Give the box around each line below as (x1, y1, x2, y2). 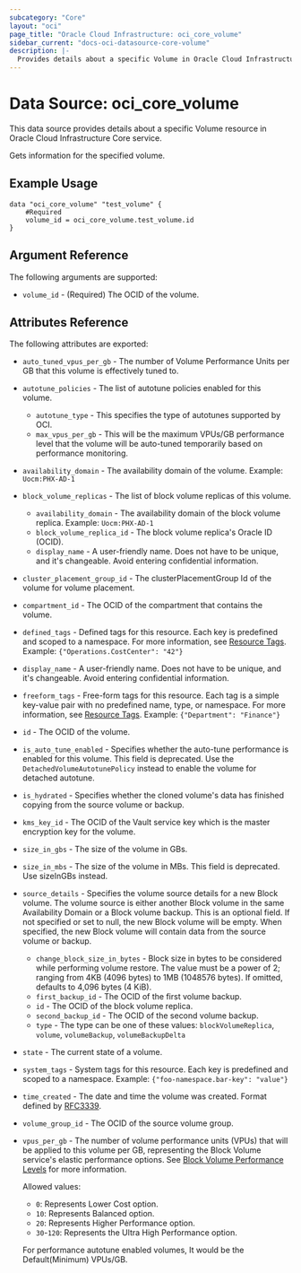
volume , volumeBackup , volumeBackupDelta (35, 1029, 186, 1041)
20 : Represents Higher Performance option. (35, 1217, 195, 1229)
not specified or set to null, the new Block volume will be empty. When (21, 917, 282, 928)
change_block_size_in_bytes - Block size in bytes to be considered (35, 953, 282, 964)
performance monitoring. (35, 448, 128, 458)
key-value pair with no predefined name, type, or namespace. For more (21, 700, 287, 711)
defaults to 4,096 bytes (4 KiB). (35, 981, 152, 992)
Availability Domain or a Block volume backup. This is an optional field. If (21, 907, 290, 918)
